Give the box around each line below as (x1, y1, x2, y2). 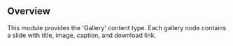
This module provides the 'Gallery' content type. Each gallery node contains (7, 23, 227, 32)
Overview (7, 5, 51, 17)
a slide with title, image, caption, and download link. (7, 31, 156, 39)
